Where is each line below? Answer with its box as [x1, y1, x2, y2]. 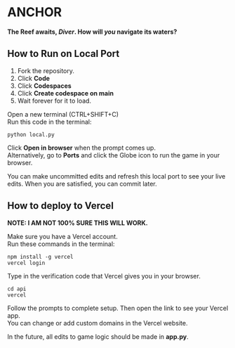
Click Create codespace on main [17, 89, 114, 97]
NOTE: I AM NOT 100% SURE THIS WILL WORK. [7, 219, 149, 227]
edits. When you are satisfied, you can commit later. [7, 179, 157, 188]
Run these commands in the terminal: [7, 240, 115, 248]
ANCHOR [7, 4, 62, 20]
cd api [7, 285, 27, 292]
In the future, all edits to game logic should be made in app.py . [7, 332, 189, 341]
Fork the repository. [17, 66, 75, 75]
